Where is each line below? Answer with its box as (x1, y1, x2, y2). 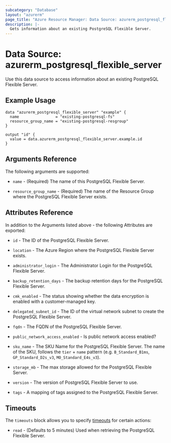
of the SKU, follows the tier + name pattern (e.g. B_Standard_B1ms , (12, 349, 150, 355)
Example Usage (5, 96, 56, 105)
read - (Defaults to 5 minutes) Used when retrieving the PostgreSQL (12, 427, 155, 433)
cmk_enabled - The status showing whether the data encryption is (12, 293, 149, 299)
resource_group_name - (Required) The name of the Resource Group (12, 188, 154, 194)
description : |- (5, 21, 40, 27)
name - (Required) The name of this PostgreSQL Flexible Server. (12, 178, 145, 184)
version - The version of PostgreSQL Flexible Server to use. (12, 379, 138, 385)
